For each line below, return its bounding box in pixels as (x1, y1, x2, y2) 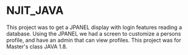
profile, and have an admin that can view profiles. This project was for (6, 36, 181, 44)
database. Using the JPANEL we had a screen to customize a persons (6, 30, 181, 37)
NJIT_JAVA (6, 4, 64, 18)
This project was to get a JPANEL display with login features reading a (6, 24, 183, 31)
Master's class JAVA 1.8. (6, 43, 68, 50)
